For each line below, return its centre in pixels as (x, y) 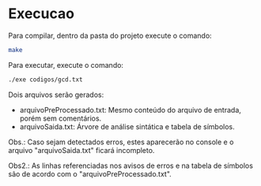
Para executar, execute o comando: (66, 65)
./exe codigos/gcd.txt (45, 80)
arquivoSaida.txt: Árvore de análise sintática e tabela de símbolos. (127, 126)
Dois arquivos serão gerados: (56, 95)
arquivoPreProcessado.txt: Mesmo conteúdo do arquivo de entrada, (130, 110)
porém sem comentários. (61, 118)
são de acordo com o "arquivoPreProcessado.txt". (90, 173)
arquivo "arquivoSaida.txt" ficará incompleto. (81, 150)
